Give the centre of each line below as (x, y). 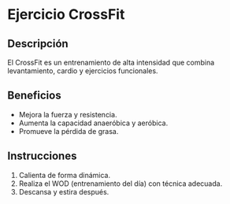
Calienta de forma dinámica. (65, 175)
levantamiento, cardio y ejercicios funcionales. (83, 71)
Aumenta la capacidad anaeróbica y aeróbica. (93, 123)
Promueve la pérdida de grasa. (69, 131)
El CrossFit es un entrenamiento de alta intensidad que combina (111, 62)
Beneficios (34, 96)
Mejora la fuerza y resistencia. (68, 114)
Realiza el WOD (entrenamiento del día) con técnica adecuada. (121, 184)
